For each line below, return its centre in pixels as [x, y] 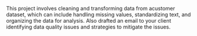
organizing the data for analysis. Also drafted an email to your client [89, 21]
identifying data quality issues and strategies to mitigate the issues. [88, 27]
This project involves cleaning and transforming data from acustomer [90, 8]
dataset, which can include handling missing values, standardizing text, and [99, 15]
